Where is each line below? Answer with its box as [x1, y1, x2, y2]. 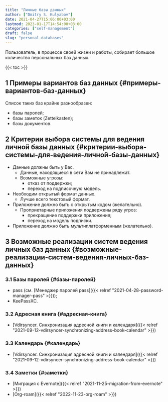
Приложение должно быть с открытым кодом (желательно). [12, 202, 143, 208]
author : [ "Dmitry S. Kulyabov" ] [5, 12, 73, 17]
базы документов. [12, 120, 52, 126]
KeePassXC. [12, 298, 38, 304]
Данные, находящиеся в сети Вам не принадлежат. [20, 169, 131, 175]
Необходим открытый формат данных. [12, 190, 96, 196]
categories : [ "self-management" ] [5, 26, 75, 31]
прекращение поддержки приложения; [27, 212, 112, 218]
